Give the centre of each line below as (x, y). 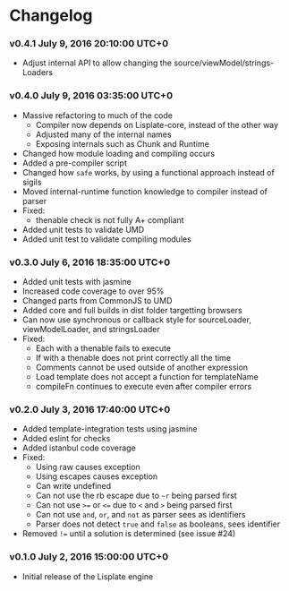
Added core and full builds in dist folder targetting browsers (132, 311)
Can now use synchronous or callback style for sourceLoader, (137, 320)
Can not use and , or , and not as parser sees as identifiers (140, 515)
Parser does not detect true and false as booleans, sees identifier (158, 524)
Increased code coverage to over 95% (93, 291)
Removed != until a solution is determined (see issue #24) (129, 534)
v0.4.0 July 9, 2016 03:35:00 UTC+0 (91, 96)
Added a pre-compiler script (75, 163)
